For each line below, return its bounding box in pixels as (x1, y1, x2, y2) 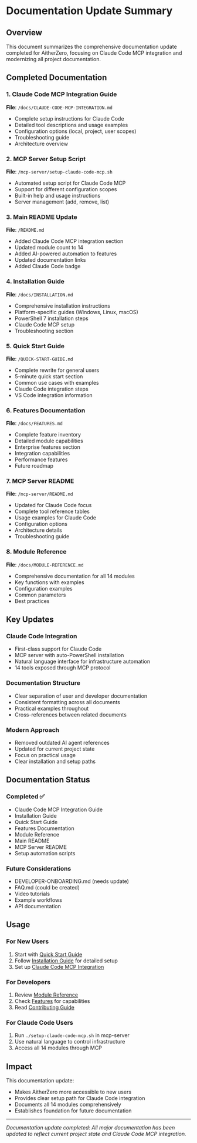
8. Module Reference (6, 548, 67, 556)
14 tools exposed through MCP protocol (14, 664, 111, 671)
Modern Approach (6, 725, 60, 734)
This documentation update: (6, 1077, 74, 1084)
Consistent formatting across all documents (14, 698, 120, 705)
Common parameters (14, 591, 66, 598)
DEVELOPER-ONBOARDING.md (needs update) (14, 878, 129, 885)
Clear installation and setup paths (14, 758, 96, 765)
